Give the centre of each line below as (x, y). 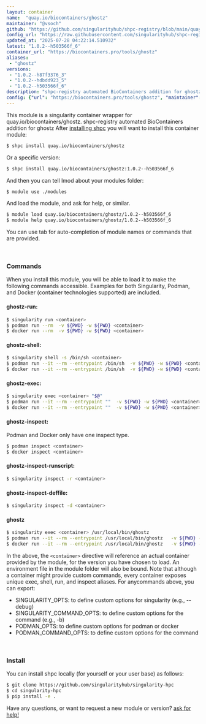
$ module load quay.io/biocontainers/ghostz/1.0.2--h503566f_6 (89, 215)
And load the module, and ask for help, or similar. (68, 204)
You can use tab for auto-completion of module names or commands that (99, 232)
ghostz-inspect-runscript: (41, 466)
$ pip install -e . (31, 696)
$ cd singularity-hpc (34, 691)
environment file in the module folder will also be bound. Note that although (102, 568)
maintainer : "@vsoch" (34, 23)
